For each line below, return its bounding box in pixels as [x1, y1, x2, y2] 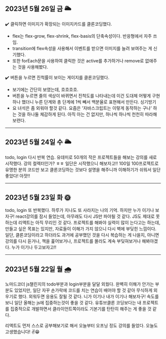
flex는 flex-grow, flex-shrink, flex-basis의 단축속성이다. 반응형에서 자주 [12, 33, 152, 39]
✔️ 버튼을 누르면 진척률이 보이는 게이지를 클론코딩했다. [5, 74, 110, 80]
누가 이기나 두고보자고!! [11, 244, 57, 250]
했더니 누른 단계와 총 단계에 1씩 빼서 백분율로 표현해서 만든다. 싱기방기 [21, 98, 157, 105]
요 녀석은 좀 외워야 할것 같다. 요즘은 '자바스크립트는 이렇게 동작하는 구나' [12, 105, 152, 111]
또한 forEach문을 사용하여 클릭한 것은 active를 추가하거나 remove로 [12, 57, 144, 63]
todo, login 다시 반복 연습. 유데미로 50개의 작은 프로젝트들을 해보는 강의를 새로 [5, 154, 157, 160]
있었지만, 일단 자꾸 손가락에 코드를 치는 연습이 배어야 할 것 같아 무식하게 [14, 288, 153, 293]
